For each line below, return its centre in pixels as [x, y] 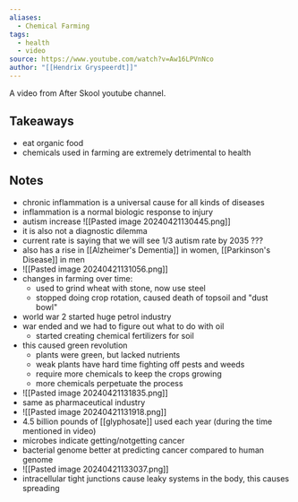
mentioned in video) [59, 430]
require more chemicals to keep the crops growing [128, 374]
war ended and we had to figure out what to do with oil [123, 326]
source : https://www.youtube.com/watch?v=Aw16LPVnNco [112, 59]
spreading [41, 488]
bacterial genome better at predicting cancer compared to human [143, 450]
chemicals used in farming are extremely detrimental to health [136, 152]
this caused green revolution [75, 345]
